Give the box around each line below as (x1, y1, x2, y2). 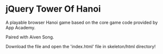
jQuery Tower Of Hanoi (5, 3, 101, 15)
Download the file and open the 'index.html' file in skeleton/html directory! (5, 43, 156, 49)
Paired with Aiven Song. (5, 34, 54, 40)
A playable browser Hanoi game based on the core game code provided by (5, 19, 158, 25)
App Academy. (5, 24, 36, 30)
